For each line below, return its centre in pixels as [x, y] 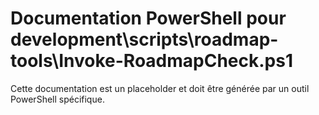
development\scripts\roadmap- [144, 39]
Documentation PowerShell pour [148, 18]
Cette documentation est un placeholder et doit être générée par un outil [160, 88]
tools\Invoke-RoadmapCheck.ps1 [152, 61]
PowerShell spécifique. [57, 99]
